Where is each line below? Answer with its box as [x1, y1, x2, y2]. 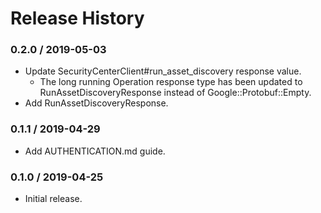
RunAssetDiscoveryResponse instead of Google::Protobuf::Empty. [39, 87, 312, 99]
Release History [10, 7, 145, 30]
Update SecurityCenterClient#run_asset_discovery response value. [24, 65, 302, 77]
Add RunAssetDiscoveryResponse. [24, 97, 169, 109]
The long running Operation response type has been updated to [39, 76, 303, 88]
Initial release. [24, 193, 83, 205]
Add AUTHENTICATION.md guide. [24, 145, 166, 157]
